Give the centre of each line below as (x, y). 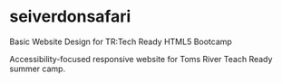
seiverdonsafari (70, 17)
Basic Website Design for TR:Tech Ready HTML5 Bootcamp (121, 41)
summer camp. (38, 69)
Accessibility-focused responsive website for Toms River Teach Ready (141, 59)
